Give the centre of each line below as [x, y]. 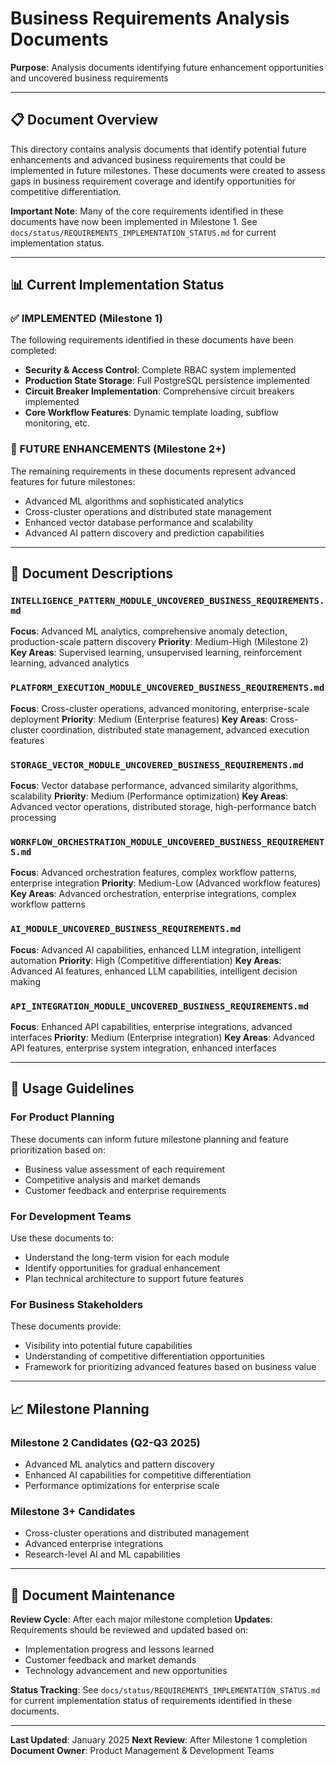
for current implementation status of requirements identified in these [151, 1700]
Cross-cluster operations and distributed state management [148, 511]
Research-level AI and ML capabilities [102, 1554]
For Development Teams [71, 1216]
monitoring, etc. [57, 423]
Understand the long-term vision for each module [127, 1257]
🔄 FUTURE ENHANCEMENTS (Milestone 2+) [118, 449]
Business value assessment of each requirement [125, 1169]
